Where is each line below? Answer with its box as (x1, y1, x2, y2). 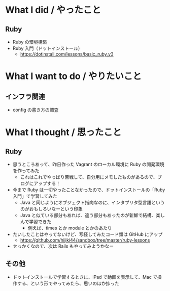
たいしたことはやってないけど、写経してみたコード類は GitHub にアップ (12, 231, 163, 237)
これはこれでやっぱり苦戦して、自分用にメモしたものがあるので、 (20, 174, 158, 180)
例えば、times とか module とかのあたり (27, 225, 113, 231)
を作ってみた (12, 168, 40, 173)
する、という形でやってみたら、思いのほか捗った (17, 280, 120, 286)
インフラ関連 (5, 92, 46, 101)
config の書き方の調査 (12, 107, 59, 113)
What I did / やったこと (5, 4, 101, 16)
